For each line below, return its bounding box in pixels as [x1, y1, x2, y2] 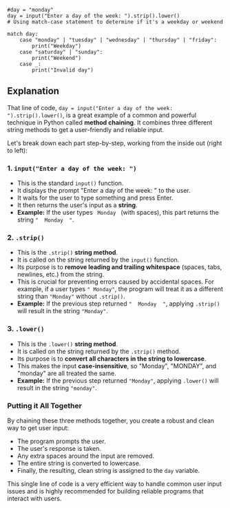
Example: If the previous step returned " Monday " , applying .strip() [17, 299, 220, 308]
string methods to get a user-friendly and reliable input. [7, 125, 164, 134]
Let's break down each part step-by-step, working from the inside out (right [7, 138, 222, 147]
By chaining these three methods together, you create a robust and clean [7, 416, 215, 425]
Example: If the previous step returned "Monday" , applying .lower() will [17, 376, 219, 385]
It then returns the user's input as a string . [17, 201, 138, 209]
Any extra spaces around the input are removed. [17, 452, 155, 460]
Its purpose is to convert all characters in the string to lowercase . [17, 354, 207, 363]
